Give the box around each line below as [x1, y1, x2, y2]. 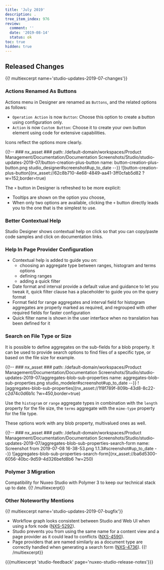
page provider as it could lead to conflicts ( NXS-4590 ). [12, 534, 124, 540]
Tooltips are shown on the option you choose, [12, 194, 106, 200]
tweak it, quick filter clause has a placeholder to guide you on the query [12, 289, 159, 295]
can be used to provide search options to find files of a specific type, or [5, 349, 151, 355]
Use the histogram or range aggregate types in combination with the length [5, 400, 158, 406]
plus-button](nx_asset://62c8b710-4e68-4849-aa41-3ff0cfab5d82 [5, 170, 142, 176]
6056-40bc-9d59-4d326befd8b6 [5, 456, 74, 462]
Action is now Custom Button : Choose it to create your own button [12, 124, 146, 130]
